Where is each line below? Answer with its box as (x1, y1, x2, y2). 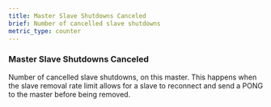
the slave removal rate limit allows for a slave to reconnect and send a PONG (8, 80, 264, 90)
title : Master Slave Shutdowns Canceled (8, 11, 147, 20)
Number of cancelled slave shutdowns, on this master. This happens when (8, 72, 257, 82)
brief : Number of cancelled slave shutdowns (8, 19, 161, 28)
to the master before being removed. (8, 89, 131, 99)
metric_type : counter (8, 27, 82, 35)
